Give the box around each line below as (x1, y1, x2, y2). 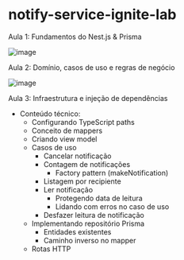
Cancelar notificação (43, 151, 112, 161)
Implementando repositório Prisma (31, 219, 145, 228)
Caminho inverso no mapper (43, 235, 136, 245)
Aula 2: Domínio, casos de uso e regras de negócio (8, 62, 175, 72)
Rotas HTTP (31, 244, 71, 254)
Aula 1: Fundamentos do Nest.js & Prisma (8, 32, 142, 41)
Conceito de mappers (31, 126, 103, 135)
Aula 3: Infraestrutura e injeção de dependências (8, 93, 168, 103)
